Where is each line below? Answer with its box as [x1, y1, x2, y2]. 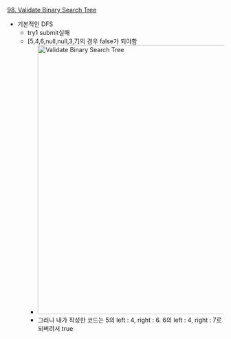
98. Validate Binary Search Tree [7, 6, 97, 14]
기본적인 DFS [16, 20, 54, 28]
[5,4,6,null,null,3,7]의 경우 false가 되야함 [27, 37, 137, 45]
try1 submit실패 [27, 29, 70, 36]
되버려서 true [37, 325, 74, 332]
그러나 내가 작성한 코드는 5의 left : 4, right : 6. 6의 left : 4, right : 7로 [37, 316, 222, 324]
